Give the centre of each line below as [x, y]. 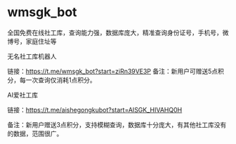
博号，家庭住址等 [32, 41]
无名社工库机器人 [32, 56]
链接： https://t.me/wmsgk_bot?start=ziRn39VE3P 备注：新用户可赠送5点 [113, 71]
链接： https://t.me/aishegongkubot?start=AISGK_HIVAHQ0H [95, 110]
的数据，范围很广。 [35, 133]
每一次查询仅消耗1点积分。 [58, 80]
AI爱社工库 [23, 95]
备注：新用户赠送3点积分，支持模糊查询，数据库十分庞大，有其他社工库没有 [117, 124]
